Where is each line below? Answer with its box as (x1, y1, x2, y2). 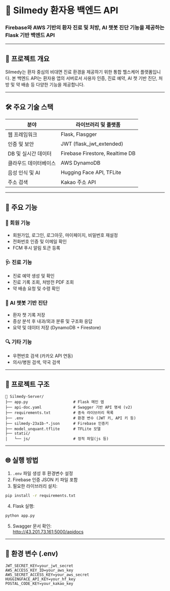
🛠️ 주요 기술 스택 (5, 103, 54, 111)
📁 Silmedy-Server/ (5, 394, 44, 399)
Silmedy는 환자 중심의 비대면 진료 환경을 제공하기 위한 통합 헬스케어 (5, 69, 140, 75)
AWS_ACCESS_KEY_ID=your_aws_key (5, 568, 73, 573)
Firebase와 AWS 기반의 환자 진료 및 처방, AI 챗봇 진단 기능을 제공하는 (5, 24, 165, 31)
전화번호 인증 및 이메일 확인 (12, 238, 67, 244)
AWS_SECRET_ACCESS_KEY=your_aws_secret (5, 572, 90, 577)
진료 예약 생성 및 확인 (12, 273, 55, 279)
